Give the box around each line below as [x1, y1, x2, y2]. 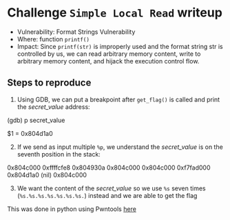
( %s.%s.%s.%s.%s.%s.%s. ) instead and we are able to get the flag [17, 191, 198, 199]
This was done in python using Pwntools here [7, 205, 136, 213]
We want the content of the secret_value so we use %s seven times [17, 184, 206, 192]
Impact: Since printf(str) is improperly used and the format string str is [17, 42, 223, 50]
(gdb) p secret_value [7, 116, 65, 124]
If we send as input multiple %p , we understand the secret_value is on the [17, 143, 224, 151]
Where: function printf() [17, 34, 90, 43]
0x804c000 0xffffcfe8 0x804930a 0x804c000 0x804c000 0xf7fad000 [7, 163, 211, 172]
